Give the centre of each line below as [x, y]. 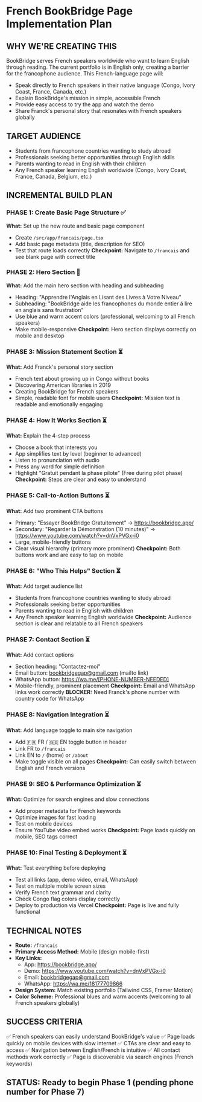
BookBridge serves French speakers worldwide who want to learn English [98, 61]
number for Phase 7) [46, 1092]
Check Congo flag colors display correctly [68, 899]
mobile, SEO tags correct [46, 836]
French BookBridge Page [70, 11]
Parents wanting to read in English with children [74, 610]
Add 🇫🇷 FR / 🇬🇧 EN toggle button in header [71, 742]
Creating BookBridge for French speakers [67, 392]
